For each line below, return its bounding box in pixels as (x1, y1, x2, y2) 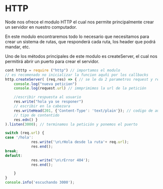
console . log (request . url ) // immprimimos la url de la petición (14, 86, 147, 91)
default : (5, 153, 23, 158)
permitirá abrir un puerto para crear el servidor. (5, 58, 99, 64)
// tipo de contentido (14, 113, 60, 118)
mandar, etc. (5, 44, 30, 50)
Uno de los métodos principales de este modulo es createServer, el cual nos (5, 53, 158, 59)
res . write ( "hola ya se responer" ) (14, 99, 83, 104)
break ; (5, 149, 18, 154)
